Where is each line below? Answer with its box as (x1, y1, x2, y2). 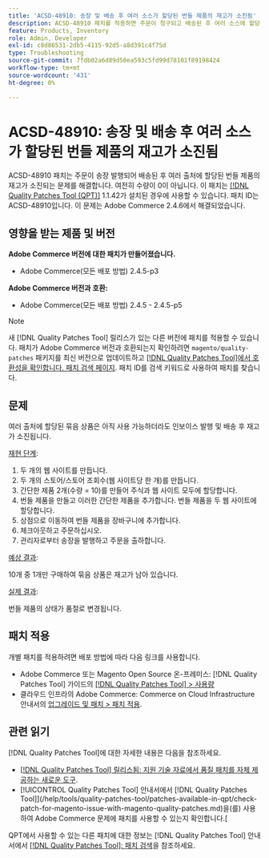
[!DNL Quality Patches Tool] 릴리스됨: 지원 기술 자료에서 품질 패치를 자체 (19, 764, 251, 774)
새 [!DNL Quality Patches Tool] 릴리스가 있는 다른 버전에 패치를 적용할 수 (8, 333, 239, 343)
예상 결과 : (8, 553, 38, 562)
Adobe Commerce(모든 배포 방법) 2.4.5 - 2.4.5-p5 (19, 300, 183, 310)
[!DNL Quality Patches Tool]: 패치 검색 (29, 840, 154, 850)
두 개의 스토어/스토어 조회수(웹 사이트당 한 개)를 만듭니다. (19, 476, 199, 485)
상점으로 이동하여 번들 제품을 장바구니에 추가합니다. (19, 516, 181, 526)
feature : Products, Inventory (8, 26, 110, 34)
